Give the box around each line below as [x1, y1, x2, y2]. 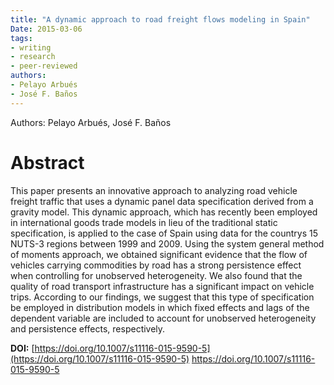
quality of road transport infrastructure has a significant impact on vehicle [10, 280, 315, 292]
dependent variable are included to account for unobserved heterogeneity [10, 312, 317, 324]
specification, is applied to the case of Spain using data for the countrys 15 [10, 227, 319, 239]
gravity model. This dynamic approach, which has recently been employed [10, 206, 318, 218]
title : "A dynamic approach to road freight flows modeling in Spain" [10, 14, 311, 25]
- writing [10, 42, 52, 53]
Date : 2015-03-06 [10, 24, 83, 34]
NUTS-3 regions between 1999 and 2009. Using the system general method [10, 237, 325, 250]
